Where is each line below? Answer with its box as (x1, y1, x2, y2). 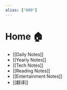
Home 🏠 (5, 30, 43, 42)
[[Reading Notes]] (12, 67, 50, 74)
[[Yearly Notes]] (12, 57, 47, 63)
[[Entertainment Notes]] (12, 73, 62, 79)
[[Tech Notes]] (12, 62, 44, 68)
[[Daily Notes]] (12, 51, 44, 57)
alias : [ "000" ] (5, 7, 38, 13)
